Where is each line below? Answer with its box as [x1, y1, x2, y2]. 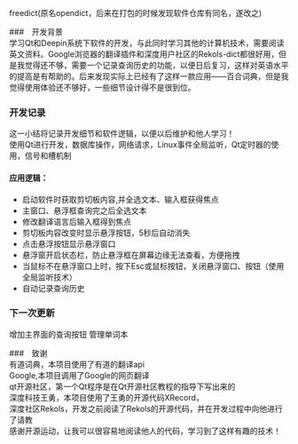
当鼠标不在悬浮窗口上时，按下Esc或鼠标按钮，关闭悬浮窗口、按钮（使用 [21, 260, 285, 271]
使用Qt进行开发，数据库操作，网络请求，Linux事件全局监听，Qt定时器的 [9, 139, 272, 150]
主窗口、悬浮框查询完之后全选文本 [21, 205, 147, 216]
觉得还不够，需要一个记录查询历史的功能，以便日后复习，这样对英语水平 [24, 60, 289, 70]
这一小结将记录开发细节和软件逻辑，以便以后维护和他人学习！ [9, 128, 235, 139]
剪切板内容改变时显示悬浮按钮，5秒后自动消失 [21, 227, 191, 238]
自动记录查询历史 [21, 282, 85, 293]
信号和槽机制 [24, 150, 72, 162]
